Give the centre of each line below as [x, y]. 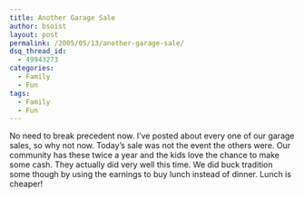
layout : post [34, 34]
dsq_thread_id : [38, 52]
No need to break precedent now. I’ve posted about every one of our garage [152, 136]
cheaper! [26, 184]
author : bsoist [38, 26]
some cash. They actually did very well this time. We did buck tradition [142, 165]
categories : [32, 69]
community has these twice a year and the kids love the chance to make [144, 156]
